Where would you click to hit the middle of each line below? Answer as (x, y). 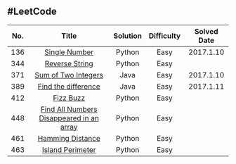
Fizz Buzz (69, 98)
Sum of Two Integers (69, 75)
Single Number (69, 52)
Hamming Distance (69, 138)
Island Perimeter (69, 149)
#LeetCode (32, 12)
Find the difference (69, 86)
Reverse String (69, 63)
